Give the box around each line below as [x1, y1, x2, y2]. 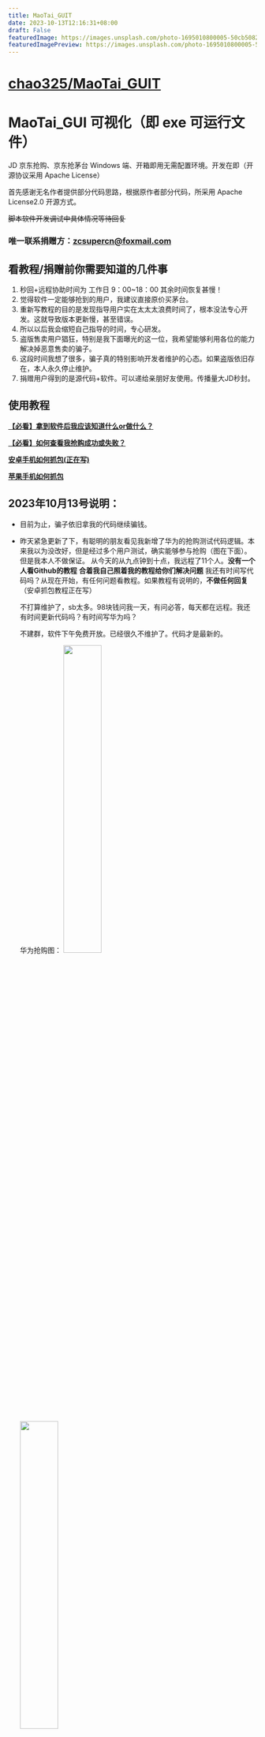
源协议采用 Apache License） [8, 170, 104, 180]
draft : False [8, 26, 51, 34]
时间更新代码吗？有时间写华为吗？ [26, 612, 138, 622]
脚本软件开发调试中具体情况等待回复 [8, 214, 126, 223]
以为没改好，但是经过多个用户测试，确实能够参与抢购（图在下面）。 [33, 546, 252, 555]
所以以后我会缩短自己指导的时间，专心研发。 [19, 324, 166, 334]
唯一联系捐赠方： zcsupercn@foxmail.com [8, 236, 172, 247]
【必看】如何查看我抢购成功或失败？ [8, 438, 126, 447]
